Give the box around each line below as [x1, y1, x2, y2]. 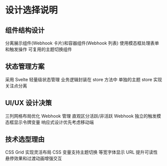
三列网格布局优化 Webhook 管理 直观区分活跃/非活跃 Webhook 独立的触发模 [5, 113, 161, 119]
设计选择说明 [5, 4, 58, 16]
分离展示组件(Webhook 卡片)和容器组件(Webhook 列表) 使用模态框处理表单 [5, 40, 160, 46]
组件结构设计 [5, 26, 45, 34]
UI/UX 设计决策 [5, 99, 52, 107]
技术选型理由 [5, 135, 45, 144]
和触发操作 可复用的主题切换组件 [5, 46, 72, 52]
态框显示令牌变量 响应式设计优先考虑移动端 [5, 119, 94, 125]
